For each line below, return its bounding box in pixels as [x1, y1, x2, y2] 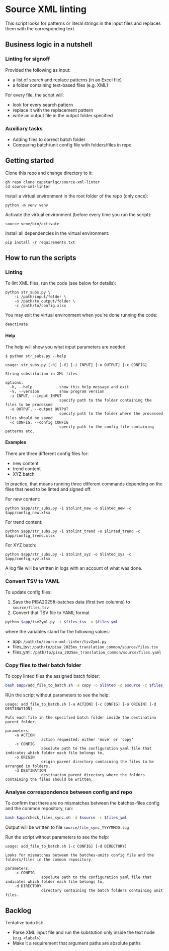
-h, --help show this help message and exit [10, 384, 129, 389]
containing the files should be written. [5, 777, 94, 782]
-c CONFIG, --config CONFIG [10, 420, 69, 425]
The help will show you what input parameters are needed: [5, 343, 127, 349]
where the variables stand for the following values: [5, 629, 110, 634]
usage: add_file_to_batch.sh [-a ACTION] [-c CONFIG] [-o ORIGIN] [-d [5, 702, 156, 707]
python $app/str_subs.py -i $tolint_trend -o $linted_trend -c [5, 529, 141, 534]
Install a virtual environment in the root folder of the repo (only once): [5, 193, 148, 199]
